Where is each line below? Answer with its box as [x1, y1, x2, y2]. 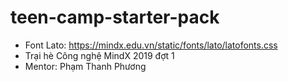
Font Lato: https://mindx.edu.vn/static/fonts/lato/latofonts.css [24, 39, 278, 51]
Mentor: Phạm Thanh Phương [24, 60, 147, 72]
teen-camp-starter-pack [10, 6, 220, 29]
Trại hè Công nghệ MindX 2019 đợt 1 [24, 49, 175, 61]
